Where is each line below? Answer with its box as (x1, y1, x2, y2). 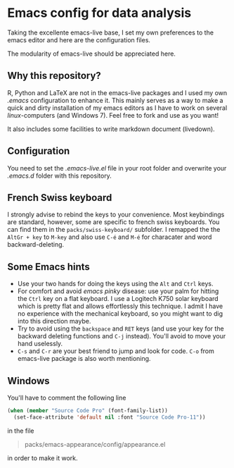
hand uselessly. (17, 340, 63, 348)
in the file (7, 426, 34, 435)
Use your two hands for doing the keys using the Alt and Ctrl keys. (17, 280, 214, 288)
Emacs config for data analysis (7, 5, 192, 21)
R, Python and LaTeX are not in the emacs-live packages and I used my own (7, 88, 228, 97)
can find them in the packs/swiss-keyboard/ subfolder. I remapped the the (7, 226, 221, 234)
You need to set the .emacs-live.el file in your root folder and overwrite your (7, 164, 227, 172)
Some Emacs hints (7, 261, 90, 273)
